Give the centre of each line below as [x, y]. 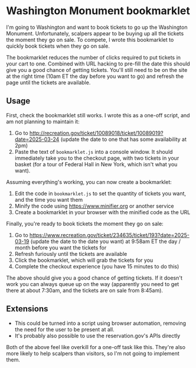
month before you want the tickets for [61, 247]
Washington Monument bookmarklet [98, 11]
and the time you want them [49, 199]
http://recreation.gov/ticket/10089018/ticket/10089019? [96, 133]
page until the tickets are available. [48, 82]
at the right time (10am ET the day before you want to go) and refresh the [95, 76]
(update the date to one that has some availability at [124, 139]
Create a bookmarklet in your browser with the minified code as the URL [102, 212]
